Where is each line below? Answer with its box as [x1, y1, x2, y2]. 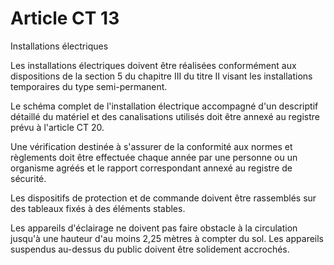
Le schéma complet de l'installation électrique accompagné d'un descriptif [10, 100, 319, 112]
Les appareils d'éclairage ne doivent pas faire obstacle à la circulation [10, 222, 298, 234]
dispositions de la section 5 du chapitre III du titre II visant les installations [10, 70, 313, 82]
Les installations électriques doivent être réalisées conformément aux [10, 59, 297, 71]
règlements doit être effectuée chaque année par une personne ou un [10, 151, 298, 163]
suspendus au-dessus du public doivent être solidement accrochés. [10, 243, 290, 255]
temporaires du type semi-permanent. [10, 80, 168, 92]
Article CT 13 [10, 7, 120, 30]
